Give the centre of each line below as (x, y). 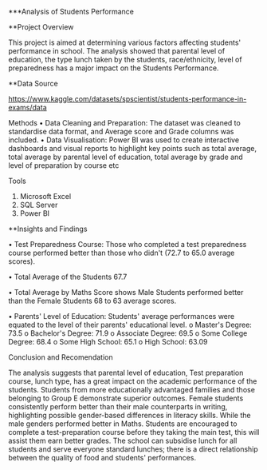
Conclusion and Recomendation (61, 357)
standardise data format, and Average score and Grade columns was (121, 131)
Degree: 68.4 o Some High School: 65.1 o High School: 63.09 (108, 342)
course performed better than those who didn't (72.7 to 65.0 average (122, 253)
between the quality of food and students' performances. (102, 458)
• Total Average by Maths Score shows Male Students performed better (126, 292)
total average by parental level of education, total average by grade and (126, 157)
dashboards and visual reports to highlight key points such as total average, (133, 148)
